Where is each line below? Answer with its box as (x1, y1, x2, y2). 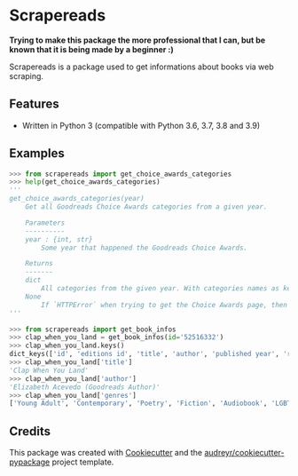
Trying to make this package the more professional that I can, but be (9, 35, 266, 45)
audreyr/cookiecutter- (203, 448, 285, 458)
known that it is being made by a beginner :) (9, 44, 175, 54)
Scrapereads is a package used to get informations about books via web (9, 61, 275, 72)
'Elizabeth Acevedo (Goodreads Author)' (9, 383, 161, 392)
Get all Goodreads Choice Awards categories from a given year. (25, 202, 268, 211)
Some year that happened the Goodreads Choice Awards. (41, 243, 248, 252)
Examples (9, 146, 65, 161)
